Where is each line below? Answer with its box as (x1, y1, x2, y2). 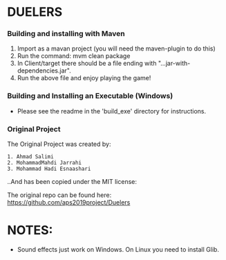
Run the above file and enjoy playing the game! (17, 74, 151, 82)
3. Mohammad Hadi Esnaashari (7, 165, 91, 173)
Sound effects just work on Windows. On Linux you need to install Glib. (17, 245, 220, 254)
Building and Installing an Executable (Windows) (7, 91, 173, 101)
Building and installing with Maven (7, 29, 126, 39)
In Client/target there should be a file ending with (17, 59, 157, 68)
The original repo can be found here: (7, 191, 112, 199)
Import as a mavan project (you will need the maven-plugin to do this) (17, 44, 216, 53)
